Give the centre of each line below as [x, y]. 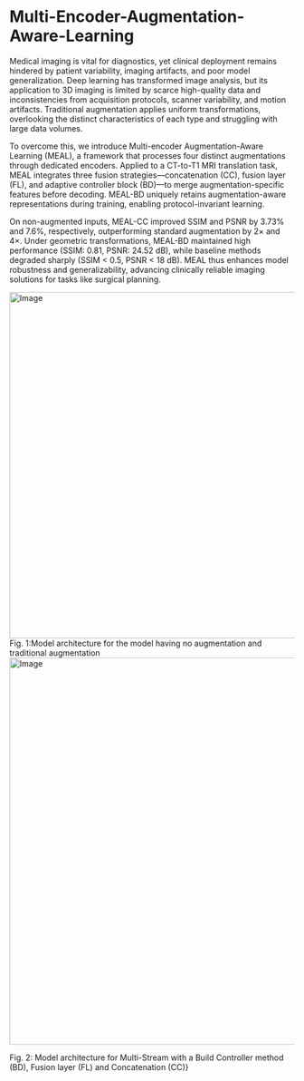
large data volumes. [46, 128]
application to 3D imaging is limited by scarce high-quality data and [135, 90]
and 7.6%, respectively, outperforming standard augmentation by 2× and [145, 231]
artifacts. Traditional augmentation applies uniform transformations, [135, 109]
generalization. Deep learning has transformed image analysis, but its [139, 80]
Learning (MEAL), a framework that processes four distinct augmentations [148, 155]
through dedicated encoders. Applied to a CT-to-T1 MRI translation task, [143, 165]
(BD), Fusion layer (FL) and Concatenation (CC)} [99, 1066]
